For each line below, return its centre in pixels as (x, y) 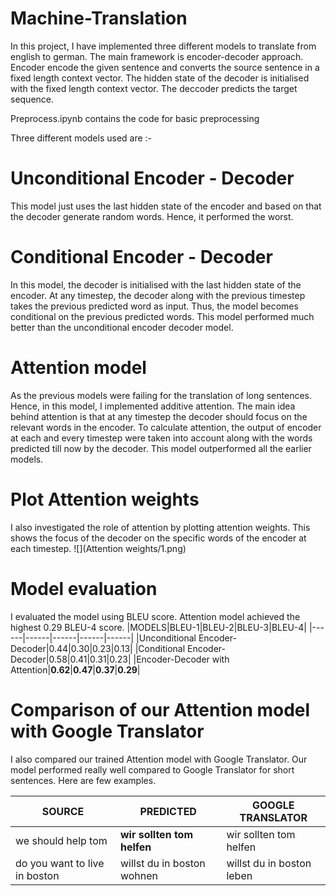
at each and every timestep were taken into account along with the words (161, 438)
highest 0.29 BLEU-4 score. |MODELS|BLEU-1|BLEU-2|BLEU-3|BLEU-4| (158, 627)
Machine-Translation (99, 18)
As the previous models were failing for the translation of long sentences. (161, 395)
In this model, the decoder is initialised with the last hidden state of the (156, 284)
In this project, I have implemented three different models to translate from (163, 46)
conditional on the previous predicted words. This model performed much (162, 316)
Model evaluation (84, 588)
